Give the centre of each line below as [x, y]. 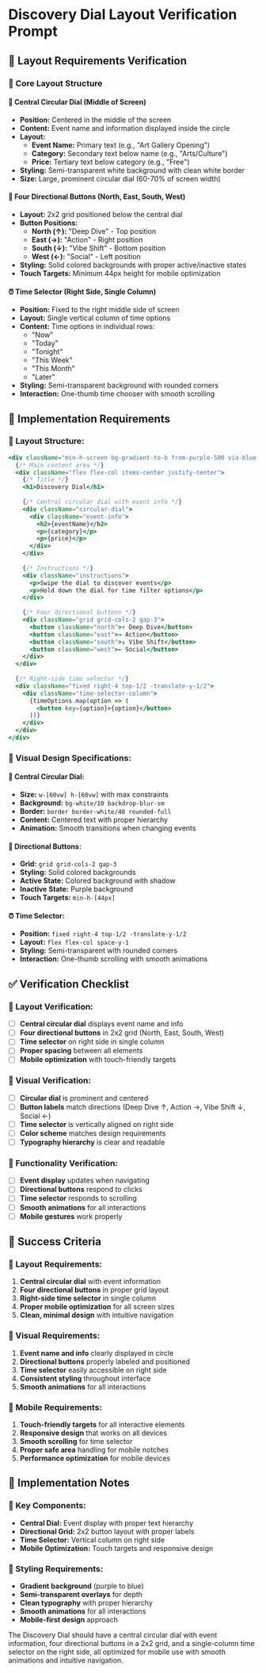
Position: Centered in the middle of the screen [95, 120]
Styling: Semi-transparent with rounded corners [99, 951]
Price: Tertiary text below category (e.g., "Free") [110, 162]
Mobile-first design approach [69, 1619]
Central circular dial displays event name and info [101, 1024]
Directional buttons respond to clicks [81, 1190]
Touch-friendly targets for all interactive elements [102, 1424]
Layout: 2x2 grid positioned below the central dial [101, 214]
